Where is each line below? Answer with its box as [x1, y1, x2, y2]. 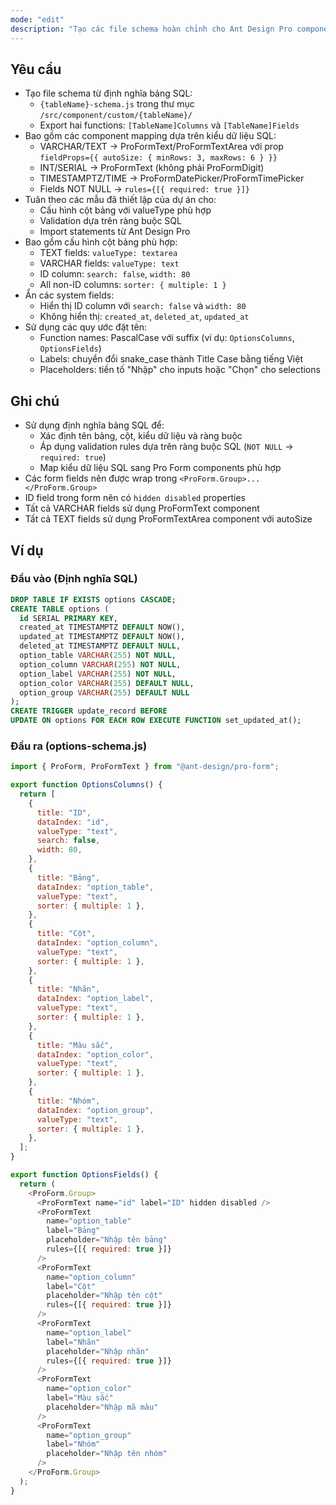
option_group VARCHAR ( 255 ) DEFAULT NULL [19, 687, 190, 698]
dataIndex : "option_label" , [36, 994, 155, 1004]
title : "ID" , [36, 807, 92, 818]
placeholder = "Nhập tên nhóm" [46, 1449, 168, 1459]
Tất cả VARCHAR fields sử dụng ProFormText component [24, 502, 260, 515]
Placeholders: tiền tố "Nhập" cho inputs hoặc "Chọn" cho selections [39, 364, 321, 376]
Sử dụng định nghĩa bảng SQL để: [24, 419, 165, 431]
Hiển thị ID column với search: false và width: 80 [39, 300, 247, 312]
